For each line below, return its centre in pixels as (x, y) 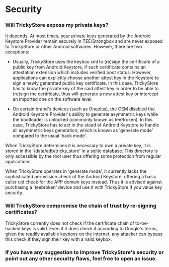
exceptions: (17, 52)
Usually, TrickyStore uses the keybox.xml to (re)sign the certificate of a (86, 62)
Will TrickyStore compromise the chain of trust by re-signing (81, 206)
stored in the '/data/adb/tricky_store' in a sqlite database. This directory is (82, 151)
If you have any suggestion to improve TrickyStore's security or (84, 252)
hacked (13, 228)
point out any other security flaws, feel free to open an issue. (81, 258)
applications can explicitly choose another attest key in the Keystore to (86, 78)
